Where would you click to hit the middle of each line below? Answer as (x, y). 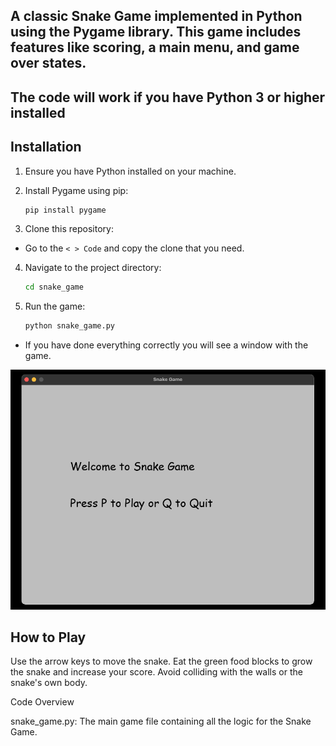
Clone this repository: (69, 229)
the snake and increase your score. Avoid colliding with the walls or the (156, 672)
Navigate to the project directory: (93, 268)
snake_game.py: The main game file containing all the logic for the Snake (161, 721)
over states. (48, 63)
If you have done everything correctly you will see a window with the (166, 345)
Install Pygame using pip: (76, 190)
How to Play (48, 637)
